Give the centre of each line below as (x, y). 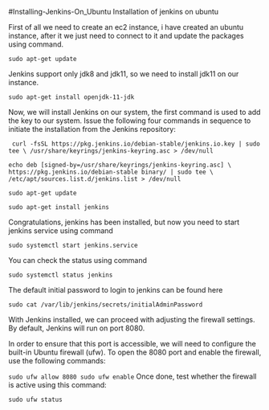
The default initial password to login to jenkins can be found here (116, 290)
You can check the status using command (77, 260)
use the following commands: (57, 361)
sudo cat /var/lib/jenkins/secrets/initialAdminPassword (106, 305)
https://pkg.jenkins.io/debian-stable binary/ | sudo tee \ (111, 172)
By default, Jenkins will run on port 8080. (77, 328)
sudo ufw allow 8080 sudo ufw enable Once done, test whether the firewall (132, 376)
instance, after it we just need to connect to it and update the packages (126, 36)
